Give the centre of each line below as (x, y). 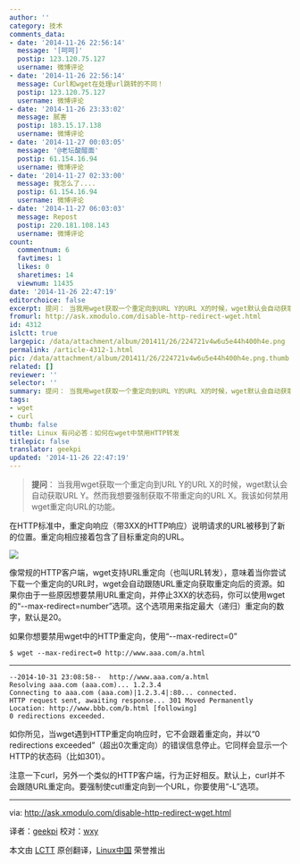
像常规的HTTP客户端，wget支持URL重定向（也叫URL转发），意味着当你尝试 (148, 572)
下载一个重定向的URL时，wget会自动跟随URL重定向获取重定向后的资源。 (143, 583)
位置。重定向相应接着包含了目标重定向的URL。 (103, 537)
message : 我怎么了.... (57, 184)
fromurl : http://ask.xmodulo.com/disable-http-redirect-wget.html (135, 317)
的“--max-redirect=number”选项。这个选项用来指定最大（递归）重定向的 (143, 606)
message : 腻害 (42, 117)
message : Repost (47, 217)
